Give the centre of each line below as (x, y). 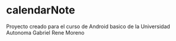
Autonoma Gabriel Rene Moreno (45, 32)
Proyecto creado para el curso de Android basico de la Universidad (88, 26)
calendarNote (41, 10)
